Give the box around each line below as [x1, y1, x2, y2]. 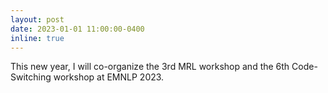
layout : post [10, 14, 65, 25]
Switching [10, 71, 52, 83]
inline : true [10, 33, 65, 43]
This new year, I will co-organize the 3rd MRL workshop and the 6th [10, 61, 290, 73]
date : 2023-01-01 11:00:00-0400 [10, 24, 145, 34]
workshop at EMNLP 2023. [53, 71, 165, 83]
